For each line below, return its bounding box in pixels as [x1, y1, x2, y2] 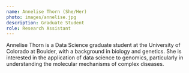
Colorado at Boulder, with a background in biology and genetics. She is [6, 48, 182, 55]
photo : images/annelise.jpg [6, 14, 77, 20]
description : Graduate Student [6, 20, 85, 26]
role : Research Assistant [6, 25, 71, 31]
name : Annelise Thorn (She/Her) [6, 8, 87, 15]
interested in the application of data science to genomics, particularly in [6, 54, 184, 61]
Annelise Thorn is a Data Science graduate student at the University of [6, 42, 181, 49]
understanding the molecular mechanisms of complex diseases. [6, 61, 164, 68]
